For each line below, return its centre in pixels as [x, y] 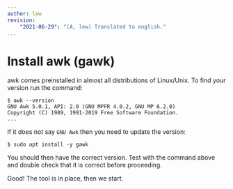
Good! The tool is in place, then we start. [65, 179]
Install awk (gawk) [61, 61]
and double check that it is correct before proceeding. [85, 165]
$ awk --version [31, 101]
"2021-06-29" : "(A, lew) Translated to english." [93, 27]
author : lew [24, 14]
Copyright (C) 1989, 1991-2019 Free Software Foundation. [93, 113]
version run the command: [45, 88]
